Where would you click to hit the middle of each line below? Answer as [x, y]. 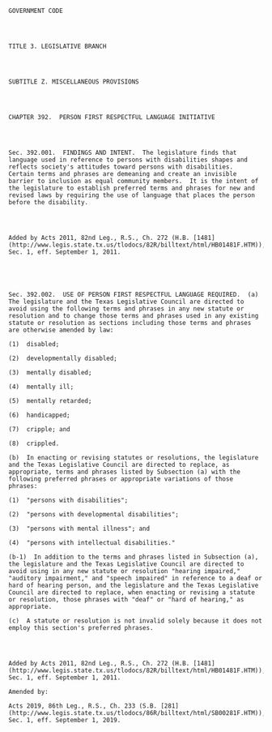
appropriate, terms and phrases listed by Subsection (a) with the [125, 472]
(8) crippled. [34, 443]
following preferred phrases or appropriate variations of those [121, 479]
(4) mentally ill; [41, 387]
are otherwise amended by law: [61, 330]
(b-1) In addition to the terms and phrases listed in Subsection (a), [134, 557]
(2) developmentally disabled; [63, 358]
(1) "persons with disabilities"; [68, 500]
